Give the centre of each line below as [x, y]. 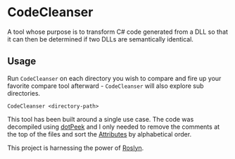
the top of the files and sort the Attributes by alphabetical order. [100, 134]
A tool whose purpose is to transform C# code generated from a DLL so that [118, 32]
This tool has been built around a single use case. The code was [101, 119]
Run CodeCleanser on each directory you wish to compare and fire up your [114, 78]
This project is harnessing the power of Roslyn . [76, 148]
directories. [24, 93]
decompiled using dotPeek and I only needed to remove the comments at [114, 127]
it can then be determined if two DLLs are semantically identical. [100, 39]
